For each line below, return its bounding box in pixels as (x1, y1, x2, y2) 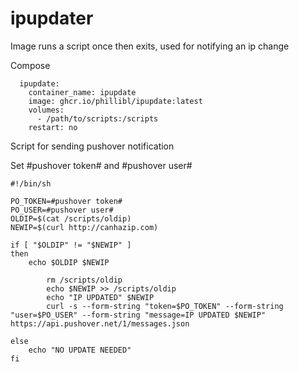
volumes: (28, 105, 65, 115)
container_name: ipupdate (28, 87, 137, 97)
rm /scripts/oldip (46, 275, 123, 285)
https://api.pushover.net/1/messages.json (10, 318, 190, 329)
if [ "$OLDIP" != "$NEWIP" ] (10, 240, 132, 250)
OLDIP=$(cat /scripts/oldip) (10, 213, 132, 224)
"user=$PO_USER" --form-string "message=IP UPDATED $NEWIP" (10, 310, 267, 320)
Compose (10, 59, 51, 71)
